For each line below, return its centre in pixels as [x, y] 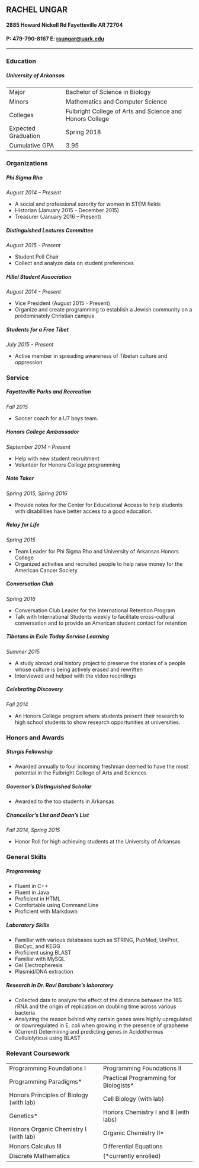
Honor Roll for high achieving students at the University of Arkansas [97, 842]
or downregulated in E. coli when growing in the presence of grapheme [101, 1025]
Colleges [21, 115]
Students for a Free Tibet [38, 329]
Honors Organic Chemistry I [48, 1129]
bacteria [25, 1013]
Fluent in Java [32, 892]
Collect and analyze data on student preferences [74, 263]
